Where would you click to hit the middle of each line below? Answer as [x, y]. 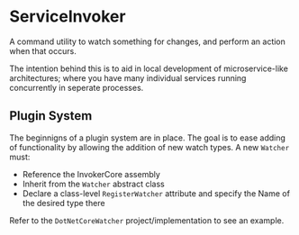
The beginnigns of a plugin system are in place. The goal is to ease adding [148, 138]
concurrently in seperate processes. [77, 87]
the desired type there [63, 203]
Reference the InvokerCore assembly [91, 174]
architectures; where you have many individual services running [128, 77]
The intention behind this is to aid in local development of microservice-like [149, 68]
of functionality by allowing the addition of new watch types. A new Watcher [149, 147]
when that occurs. [43, 50]
